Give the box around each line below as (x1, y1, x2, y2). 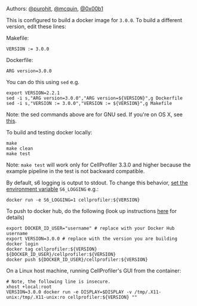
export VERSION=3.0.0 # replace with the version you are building (6, 236, 178, 242)
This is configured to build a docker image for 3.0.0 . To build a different (6, 17, 183, 23)
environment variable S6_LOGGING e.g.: (6, 186, 99, 193)
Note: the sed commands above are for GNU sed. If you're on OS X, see (6, 111, 183, 118)
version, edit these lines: (6, 23, 67, 30)
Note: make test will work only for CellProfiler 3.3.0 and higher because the (6, 161, 191, 168)
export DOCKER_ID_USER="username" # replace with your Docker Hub (6, 225, 175, 231)
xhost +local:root (6, 284, 52, 290)
